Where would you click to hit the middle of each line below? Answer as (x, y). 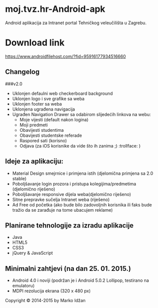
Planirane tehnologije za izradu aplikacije (69, 225)
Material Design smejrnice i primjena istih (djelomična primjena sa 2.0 (83, 173)
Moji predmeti (34, 125)
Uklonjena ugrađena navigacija (44, 109)
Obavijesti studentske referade (51, 135)
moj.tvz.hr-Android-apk (55, 9)
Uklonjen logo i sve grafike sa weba (48, 98)
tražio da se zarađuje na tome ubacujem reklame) (63, 210)
